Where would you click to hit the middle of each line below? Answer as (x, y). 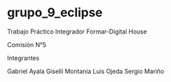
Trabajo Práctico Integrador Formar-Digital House (77, 31)
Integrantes (23, 58)
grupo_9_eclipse (55, 13)
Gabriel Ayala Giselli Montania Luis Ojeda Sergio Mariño (86, 71)
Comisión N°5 (27, 44)
